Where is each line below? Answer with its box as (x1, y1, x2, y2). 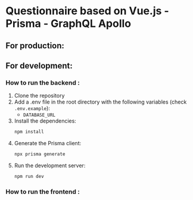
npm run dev (14, 174, 44, 180)
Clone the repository (14, 92, 65, 99)
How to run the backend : (5, 79, 80, 87)
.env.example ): (14, 105, 50, 112)
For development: (5, 61, 73, 71)
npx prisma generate (14, 151, 66, 157)
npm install (14, 129, 44, 135)
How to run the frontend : (5, 187, 80, 196)
